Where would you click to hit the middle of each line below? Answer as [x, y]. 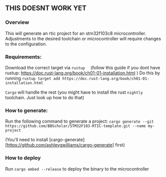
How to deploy [23, 158]
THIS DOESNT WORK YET [46, 8]
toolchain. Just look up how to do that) [45, 97]
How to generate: [27, 110]
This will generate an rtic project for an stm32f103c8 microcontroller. [76, 33]
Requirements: [23, 57]
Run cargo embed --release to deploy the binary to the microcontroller [77, 169]
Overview [17, 22]
